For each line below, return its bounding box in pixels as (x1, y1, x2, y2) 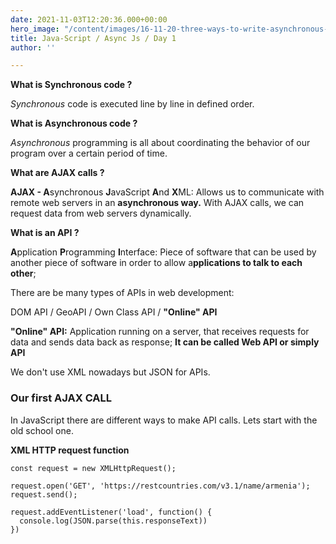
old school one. (10, 424, 74, 436)
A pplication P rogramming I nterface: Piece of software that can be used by (10, 246, 317, 258)
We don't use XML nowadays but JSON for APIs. (10, 366, 211, 378)
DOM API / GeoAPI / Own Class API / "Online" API (10, 306, 218, 318)
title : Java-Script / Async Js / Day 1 (10, 33, 177, 43)
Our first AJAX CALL (10, 391, 113, 405)
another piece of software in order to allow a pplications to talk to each (10, 257, 303, 269)
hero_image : (10, 24, 60, 34)
